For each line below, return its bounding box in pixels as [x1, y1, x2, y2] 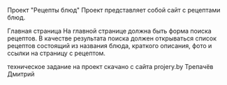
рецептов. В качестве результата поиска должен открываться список [7, 34, 217, 42]
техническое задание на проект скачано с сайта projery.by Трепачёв [7, 63, 214, 70]
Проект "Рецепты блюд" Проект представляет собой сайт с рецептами [7, 6, 221, 14]
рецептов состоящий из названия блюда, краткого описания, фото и [7, 42, 212, 49]
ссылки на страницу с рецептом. [7, 49, 106, 57]
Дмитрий [7, 70, 35, 78]
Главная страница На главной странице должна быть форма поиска [7, 27, 212, 35]
